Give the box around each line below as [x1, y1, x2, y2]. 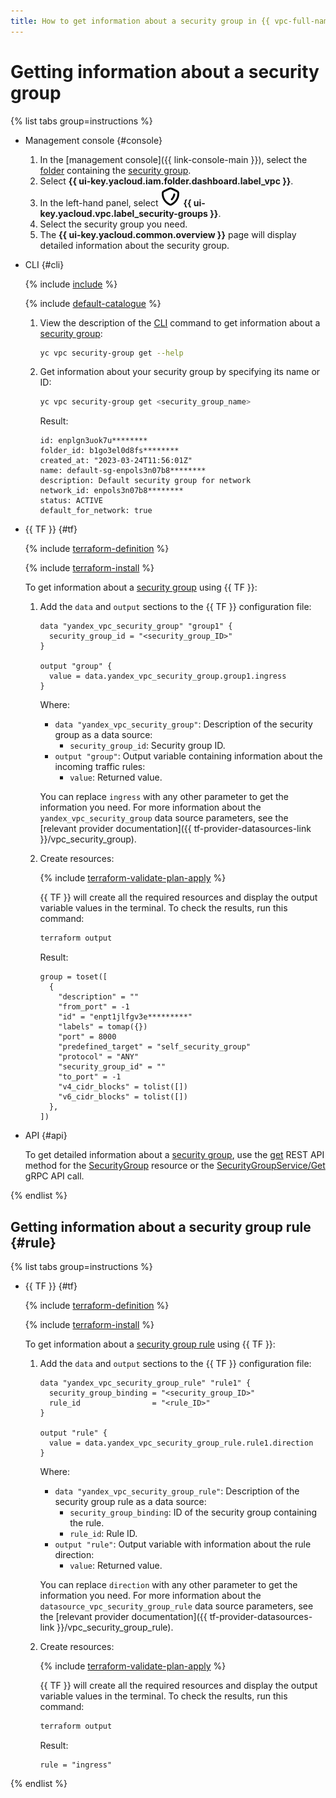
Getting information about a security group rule [10, 1218, 312, 1235]
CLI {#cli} [24, 258, 65, 270]
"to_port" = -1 [58, 1072, 122, 1082]
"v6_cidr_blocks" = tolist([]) [58, 1092, 188, 1102]
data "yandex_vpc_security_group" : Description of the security [54, 718, 313, 730]
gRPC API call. [24, 1170, 85, 1182]
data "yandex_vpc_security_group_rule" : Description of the [54, 1485, 300, 1497]
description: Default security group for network [39, 476, 252, 486]
